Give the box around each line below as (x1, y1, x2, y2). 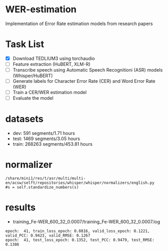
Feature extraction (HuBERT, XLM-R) (12, 61, 91, 67)
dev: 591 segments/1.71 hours (12, 130, 75, 136)
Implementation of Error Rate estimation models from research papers (5, 20, 153, 27)
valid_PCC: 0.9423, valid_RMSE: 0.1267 (5, 233, 91, 238)
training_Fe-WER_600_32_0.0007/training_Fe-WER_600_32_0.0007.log (12, 219, 160, 225)
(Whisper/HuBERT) (12, 73, 53, 79)
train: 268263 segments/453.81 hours (12, 141, 93, 147)
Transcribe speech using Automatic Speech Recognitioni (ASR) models (12, 67, 163, 73)
